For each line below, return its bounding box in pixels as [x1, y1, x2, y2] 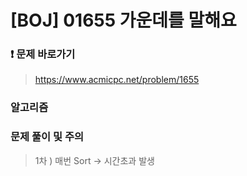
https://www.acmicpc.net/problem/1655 [34, 74, 200, 86]
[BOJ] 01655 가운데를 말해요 [10, 9, 237, 32]
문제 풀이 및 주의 [10, 130, 84, 144]
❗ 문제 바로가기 [10, 47, 76, 61]
